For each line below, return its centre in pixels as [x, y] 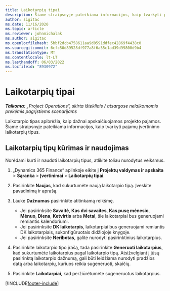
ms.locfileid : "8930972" [31, 67]
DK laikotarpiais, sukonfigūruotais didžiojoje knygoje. [75, 232]
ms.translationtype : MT [30, 52]
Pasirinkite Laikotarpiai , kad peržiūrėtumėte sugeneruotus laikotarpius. [87, 273]
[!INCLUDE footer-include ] [32, 283]
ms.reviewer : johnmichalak [34, 34]
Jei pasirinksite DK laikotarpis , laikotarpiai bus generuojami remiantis [92, 226]
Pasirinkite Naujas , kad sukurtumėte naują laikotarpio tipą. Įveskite [82, 185]
